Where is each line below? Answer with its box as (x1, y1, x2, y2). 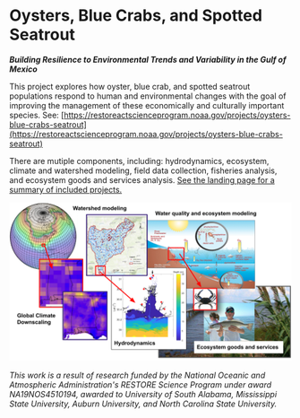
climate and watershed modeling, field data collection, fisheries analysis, (9, 165, 278, 176)
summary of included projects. (9, 184, 123, 195)
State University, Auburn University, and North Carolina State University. (9, 398, 278, 409)
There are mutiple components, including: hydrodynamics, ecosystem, (9, 155, 270, 166)
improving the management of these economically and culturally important (9, 100, 285, 110)
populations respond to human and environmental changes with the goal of (9, 91, 287, 101)
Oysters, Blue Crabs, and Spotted (9, 5, 262, 26)
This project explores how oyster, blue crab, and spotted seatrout (9, 81, 251, 91)
